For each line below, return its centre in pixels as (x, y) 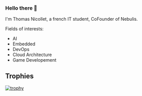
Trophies (20, 76)
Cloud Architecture (32, 55)
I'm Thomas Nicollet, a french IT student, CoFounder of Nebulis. (72, 19)
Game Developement (34, 60)
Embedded (24, 44)
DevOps (21, 50)
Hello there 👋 (21, 8)
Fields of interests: (24, 29)
